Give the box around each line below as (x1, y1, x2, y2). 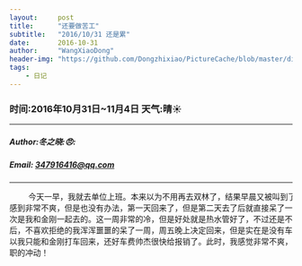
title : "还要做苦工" (9, 21, 100, 30)
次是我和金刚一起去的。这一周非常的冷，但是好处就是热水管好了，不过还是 (9, 214, 285, 225)
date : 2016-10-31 (9, 38, 99, 47)
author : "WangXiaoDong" (9, 47, 115, 56)
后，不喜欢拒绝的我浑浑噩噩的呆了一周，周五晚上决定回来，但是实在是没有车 (9, 226, 293, 236)
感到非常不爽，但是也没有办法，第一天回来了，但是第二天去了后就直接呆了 (9, 203, 285, 213)
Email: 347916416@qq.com (9, 159, 115, 170)
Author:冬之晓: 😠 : (9, 136, 76, 147)
